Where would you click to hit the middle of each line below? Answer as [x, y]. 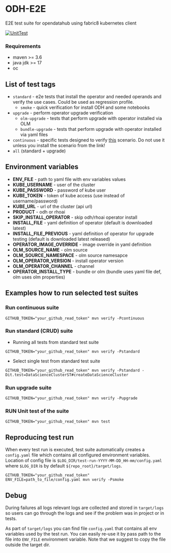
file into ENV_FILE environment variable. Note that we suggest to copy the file [85, 539]
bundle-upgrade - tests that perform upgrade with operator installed [91, 129]
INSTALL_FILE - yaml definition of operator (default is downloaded [82, 222]
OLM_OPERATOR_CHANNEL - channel [53, 266]
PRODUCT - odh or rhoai [39, 212]
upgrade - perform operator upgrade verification [63, 113]
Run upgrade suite [28, 387]
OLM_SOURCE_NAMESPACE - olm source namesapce [70, 255]
